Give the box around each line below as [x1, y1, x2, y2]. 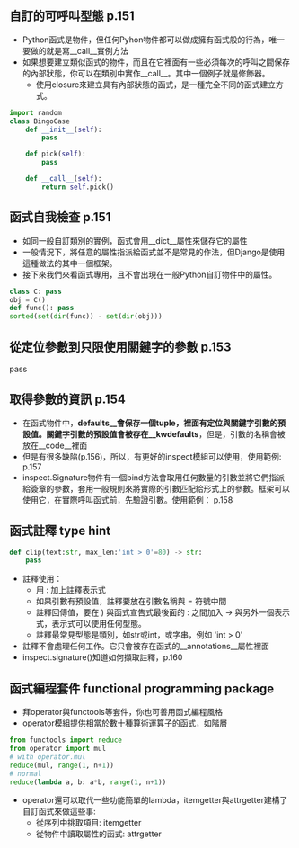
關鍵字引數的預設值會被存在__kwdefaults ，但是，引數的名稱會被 [46, 428, 286, 439]
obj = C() [9, 295, 47, 304]
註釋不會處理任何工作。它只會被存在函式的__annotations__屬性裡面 [22, 641, 269, 652]
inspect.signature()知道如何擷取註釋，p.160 [22, 652, 183, 663]
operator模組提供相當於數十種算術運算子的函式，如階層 [22, 718, 228, 728]
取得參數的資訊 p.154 [9, 392, 126, 407]
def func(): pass [9, 304, 75, 313]
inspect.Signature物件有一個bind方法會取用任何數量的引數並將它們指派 [22, 471, 286, 483]
